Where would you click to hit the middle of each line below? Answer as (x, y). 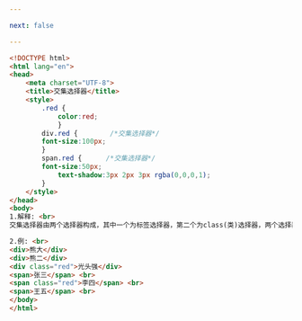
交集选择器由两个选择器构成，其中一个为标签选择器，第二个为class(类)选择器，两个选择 (151, 226)
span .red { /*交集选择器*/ (98, 158)
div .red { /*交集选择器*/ (101, 133)
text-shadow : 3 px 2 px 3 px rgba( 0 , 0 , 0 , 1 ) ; (134, 175)
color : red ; (78, 116)
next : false (31, 25)
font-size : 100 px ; (74, 142)
